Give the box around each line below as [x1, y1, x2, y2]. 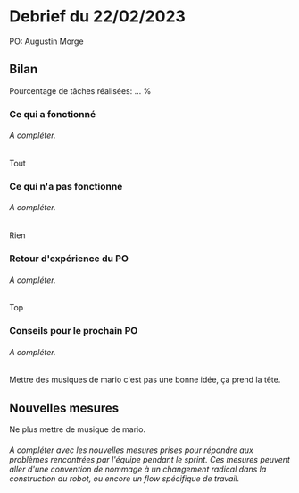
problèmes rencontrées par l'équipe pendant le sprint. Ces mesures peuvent [9, 454, 290, 464]
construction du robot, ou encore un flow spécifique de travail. [9, 472, 240, 484]
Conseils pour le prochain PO [9, 325, 138, 337]
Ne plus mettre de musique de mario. [9, 424, 145, 435]
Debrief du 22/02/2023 [9, 6, 186, 27]
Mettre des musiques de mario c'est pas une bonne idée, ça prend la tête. [9, 374, 281, 386]
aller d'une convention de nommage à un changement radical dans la [9, 463, 267, 474]
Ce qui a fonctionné [9, 107, 96, 120]
